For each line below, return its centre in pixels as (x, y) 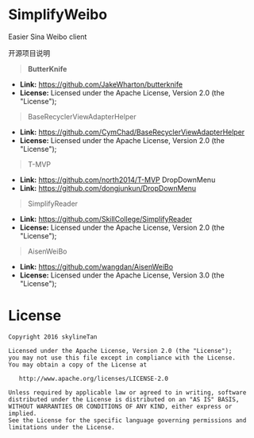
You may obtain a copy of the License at (78, 364)
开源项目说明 (29, 52)
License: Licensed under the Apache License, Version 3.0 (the (122, 275)
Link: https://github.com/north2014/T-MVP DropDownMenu (117, 180)
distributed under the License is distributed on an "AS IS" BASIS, (124, 399)
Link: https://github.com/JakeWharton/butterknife (101, 84)
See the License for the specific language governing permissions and (127, 420)
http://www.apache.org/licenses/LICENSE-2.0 (94, 378)
